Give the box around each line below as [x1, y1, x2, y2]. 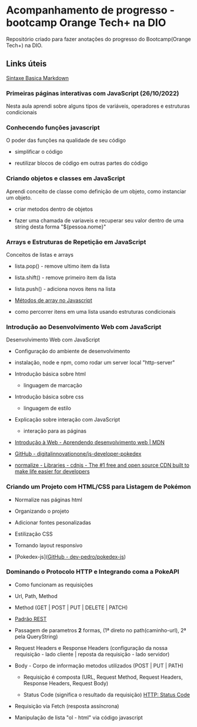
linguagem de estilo [23, 404, 72, 412]
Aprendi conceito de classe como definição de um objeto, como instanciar [6, 188, 186, 195]
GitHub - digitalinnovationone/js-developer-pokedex [14, 450, 142, 457]
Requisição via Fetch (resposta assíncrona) [14, 702, 119, 709]
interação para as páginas [23, 427, 87, 434]
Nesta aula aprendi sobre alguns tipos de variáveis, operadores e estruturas [6, 102, 190, 109]
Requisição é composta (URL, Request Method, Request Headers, [23, 673, 183, 680]
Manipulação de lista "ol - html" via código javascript [14, 713, 143, 721]
